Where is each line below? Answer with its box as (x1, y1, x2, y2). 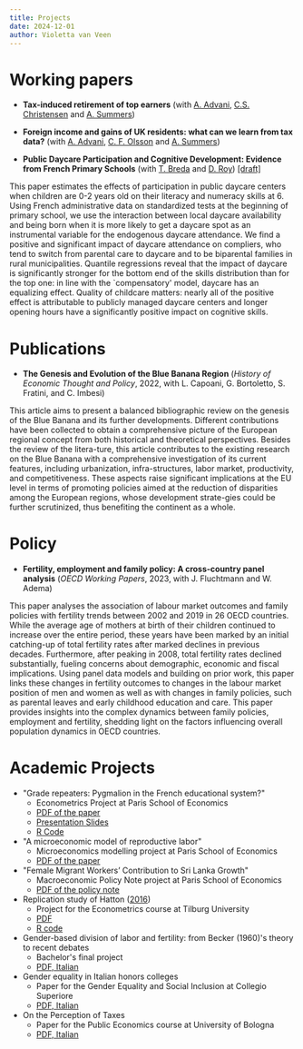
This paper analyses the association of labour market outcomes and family (9, 600, 288, 611)
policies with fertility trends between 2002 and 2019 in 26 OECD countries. (9, 610, 289, 621)
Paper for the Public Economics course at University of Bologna (35, 1019, 275, 1031)
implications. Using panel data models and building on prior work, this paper (9, 668, 295, 679)
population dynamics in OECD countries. (9, 726, 161, 737)
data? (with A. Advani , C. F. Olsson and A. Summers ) (22, 136, 220, 147)
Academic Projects (9, 757, 156, 778)
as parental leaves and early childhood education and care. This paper (9, 697, 274, 708)
